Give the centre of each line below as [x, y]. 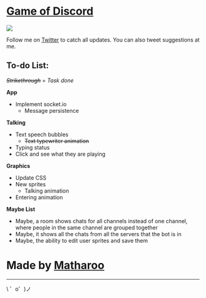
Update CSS [31, 178]
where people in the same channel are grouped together [86, 227]
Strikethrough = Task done [40, 80]
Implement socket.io [41, 104]
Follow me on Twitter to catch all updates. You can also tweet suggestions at [103, 40]
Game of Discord [50, 11]
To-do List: [28, 66]
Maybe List [21, 209]
